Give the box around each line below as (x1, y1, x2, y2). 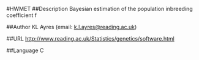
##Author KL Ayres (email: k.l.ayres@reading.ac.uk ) (6, 24, 137, 30)
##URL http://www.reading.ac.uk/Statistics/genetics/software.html (6, 35, 175, 42)
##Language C (6, 47, 44, 54)
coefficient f (6, 12, 37, 19)
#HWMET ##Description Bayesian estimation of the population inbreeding (6, 5, 193, 12)
